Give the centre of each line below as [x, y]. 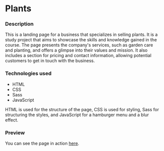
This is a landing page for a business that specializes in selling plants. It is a [82, 34]
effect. [12, 120]
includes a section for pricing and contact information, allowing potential [78, 56]
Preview [15, 132]
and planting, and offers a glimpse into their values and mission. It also [76, 50]
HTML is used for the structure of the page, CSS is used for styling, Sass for [82, 109]
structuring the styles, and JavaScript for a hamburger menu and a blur [77, 115]
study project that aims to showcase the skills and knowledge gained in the [81, 40]
